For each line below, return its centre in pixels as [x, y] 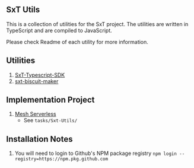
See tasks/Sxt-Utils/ [50, 121]
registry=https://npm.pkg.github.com [61, 159]
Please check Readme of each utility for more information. [77, 42]
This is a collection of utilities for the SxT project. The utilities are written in [97, 24]
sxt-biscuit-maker [36, 81]
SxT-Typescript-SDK [40, 75]
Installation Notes [39, 139]
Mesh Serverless [35, 114]
